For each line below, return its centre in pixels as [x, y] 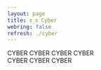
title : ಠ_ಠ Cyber [32, 20]
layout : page [26, 14]
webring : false [29, 27]
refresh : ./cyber [33, 33]
